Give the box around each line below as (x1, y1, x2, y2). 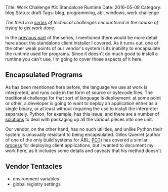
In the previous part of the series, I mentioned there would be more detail (5, 35, 158, 40)
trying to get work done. (5, 25, 56, 31)
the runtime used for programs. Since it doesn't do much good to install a (5, 51, 158, 57)
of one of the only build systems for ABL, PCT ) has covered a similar (5, 136, 148, 143)
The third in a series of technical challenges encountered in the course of (5, 20, 158, 25)
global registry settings (12, 181, 61, 187)
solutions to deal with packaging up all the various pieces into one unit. (5, 116, 153, 122)
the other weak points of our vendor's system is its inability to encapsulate (5, 45, 160, 51)
